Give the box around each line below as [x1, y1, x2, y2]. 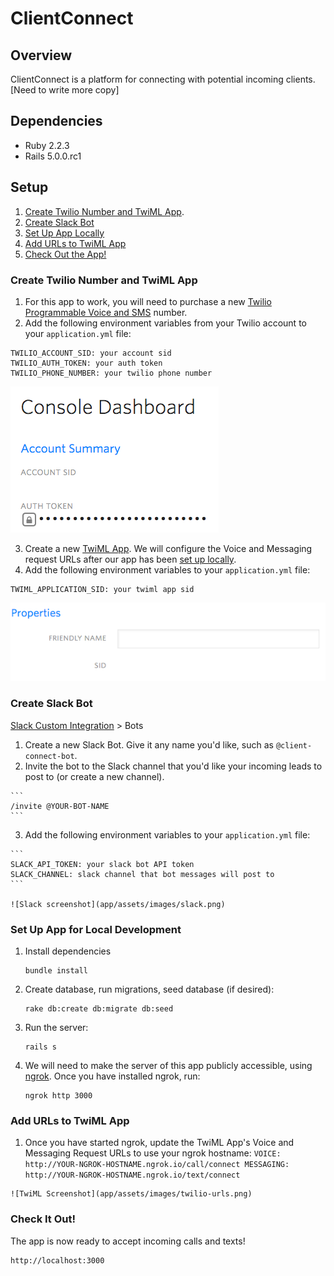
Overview [10, 47, 73, 64]
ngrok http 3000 [24, 1091, 93, 1101]
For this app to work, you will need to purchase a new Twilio [24, 295, 272, 307]
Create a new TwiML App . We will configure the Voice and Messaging [24, 542, 313, 554]
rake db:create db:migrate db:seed [24, 1004, 174, 1014]
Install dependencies [24, 945, 112, 957]
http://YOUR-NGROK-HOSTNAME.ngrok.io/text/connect [24, 1170, 241, 1181]
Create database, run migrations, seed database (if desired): [24, 983, 275, 996]
